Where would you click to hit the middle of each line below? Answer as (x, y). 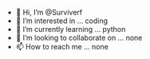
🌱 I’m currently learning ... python (71, 29)
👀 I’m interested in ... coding (62, 21)
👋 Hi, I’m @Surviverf (49, 12)
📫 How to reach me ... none (62, 47)
